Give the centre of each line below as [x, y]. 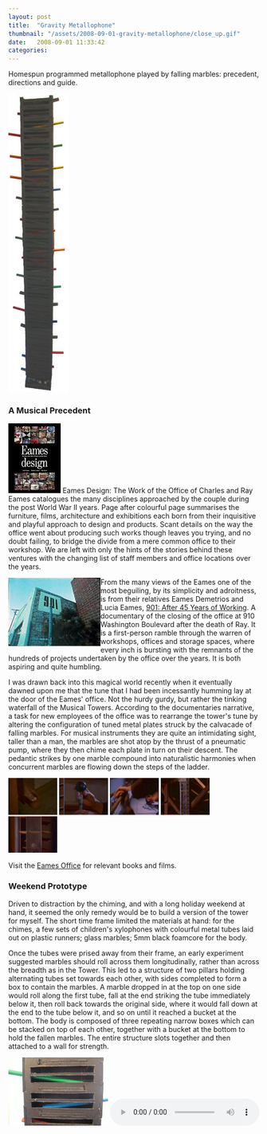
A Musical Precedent [49, 410]
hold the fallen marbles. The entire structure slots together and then [120, 1038]
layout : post [30, 17]
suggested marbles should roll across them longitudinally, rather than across [134, 961]
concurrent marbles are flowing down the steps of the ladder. [109, 767]
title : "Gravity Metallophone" [62, 25]
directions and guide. [43, 83]
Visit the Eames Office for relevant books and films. [92, 865]
